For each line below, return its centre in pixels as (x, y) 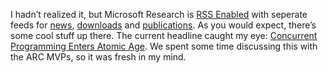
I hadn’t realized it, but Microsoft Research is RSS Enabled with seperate (159, 14)
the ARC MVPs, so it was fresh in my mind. (98, 57)
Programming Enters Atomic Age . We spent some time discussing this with (164, 46)
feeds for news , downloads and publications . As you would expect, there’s (163, 25)
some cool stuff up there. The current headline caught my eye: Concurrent (164, 35)
